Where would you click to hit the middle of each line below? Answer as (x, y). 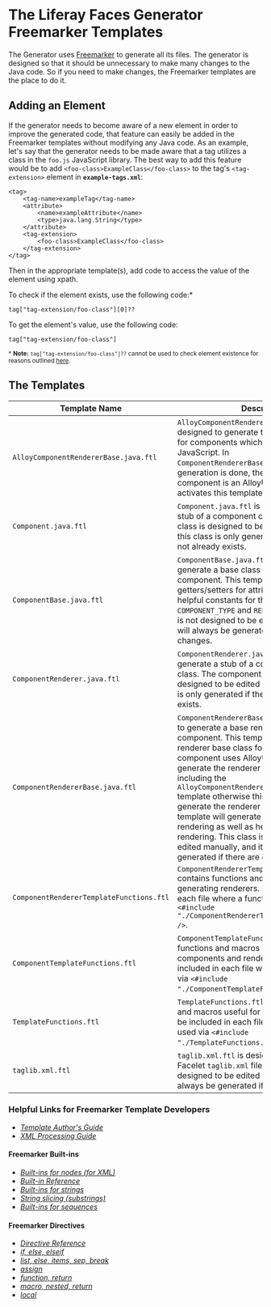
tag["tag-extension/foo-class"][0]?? (72, 309)
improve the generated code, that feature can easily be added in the (122, 134)
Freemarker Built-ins (44, 1154)
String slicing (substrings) (63, 1199)
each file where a (210, 898)
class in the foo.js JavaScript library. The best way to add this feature (125, 159)
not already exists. (212, 546)
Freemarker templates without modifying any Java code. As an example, (128, 142)
